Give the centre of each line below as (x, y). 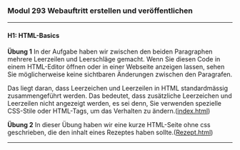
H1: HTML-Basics (33, 35)
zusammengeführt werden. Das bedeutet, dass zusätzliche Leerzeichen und (120, 96)
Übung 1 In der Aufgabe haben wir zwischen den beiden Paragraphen (110, 51)
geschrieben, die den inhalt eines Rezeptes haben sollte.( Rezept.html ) (110, 132)
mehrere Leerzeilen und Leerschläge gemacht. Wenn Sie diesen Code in (114, 59)
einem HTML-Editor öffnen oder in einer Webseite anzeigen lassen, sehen (116, 66)
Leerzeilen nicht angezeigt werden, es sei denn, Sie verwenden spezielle (115, 103)
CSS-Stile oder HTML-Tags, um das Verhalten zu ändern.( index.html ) (109, 111)
